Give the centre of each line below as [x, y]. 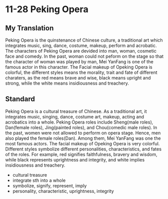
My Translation [30, 28]
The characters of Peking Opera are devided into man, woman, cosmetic [81, 51]
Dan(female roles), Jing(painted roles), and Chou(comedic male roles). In [81, 127]
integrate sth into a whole [39, 180]
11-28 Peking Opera [47, 9]
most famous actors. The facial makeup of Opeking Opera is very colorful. [82, 143]
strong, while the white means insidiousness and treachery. [67, 83]
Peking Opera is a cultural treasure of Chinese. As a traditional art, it [76, 111]
